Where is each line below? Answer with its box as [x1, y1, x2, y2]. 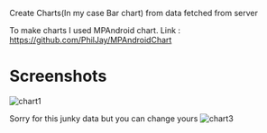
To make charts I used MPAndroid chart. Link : [9, 25, 181, 35]
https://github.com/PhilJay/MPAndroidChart [9, 35, 172, 45]
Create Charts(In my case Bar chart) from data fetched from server [9, 8, 259, 18]
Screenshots [9, 66, 107, 86]
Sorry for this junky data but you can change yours [9, 112, 198, 124]
